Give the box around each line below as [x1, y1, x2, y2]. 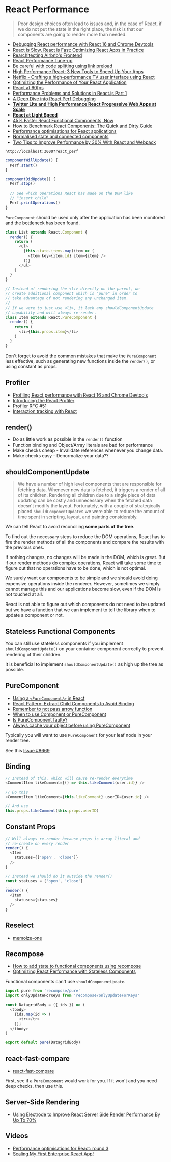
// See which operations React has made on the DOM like [10, 191, 133, 196]
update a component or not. [5, 612, 64, 618]
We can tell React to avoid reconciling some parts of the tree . [5, 524, 135, 530]
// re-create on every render [5, 841, 70, 846]
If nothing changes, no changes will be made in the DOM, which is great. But [5, 554, 166, 561]
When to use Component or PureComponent [12, 711, 107, 717]
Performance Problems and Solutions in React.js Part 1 [12, 90, 127, 96]
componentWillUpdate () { [5, 157, 58, 163]
